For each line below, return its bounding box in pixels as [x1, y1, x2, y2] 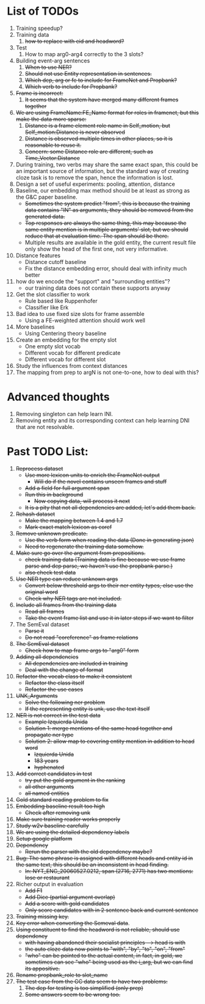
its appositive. [24, 964, 60, 972]
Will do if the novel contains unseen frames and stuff [34, 478, 167, 485]
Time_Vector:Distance [24, 154, 80, 161]
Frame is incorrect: [15, 89, 63, 97]
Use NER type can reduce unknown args [15, 575, 118, 582]
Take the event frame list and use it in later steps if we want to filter [24, 614, 194, 621]
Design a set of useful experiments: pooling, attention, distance [15, 180, 176, 188]
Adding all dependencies [15, 653, 79, 661]
